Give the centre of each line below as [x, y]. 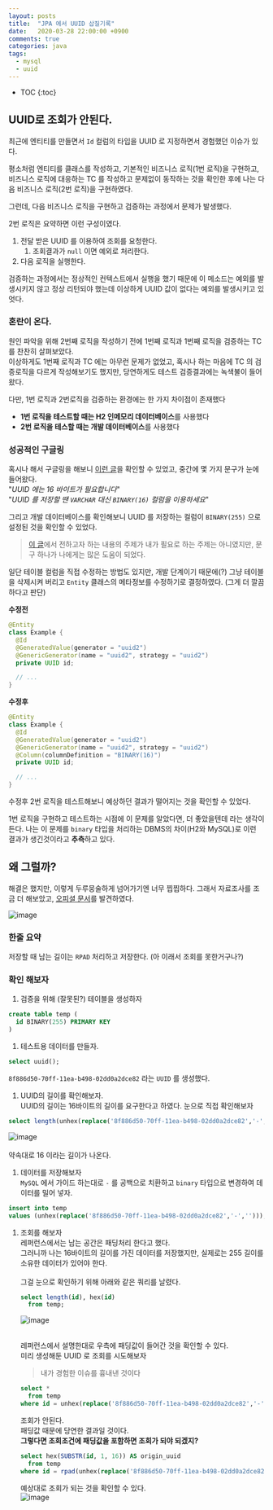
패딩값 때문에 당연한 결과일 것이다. [74, 1430]
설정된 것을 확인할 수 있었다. [53, 527]
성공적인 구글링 [37, 450]
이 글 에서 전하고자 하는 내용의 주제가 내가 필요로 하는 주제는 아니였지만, [141, 544]
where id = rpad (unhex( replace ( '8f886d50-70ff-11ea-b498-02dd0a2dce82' [144, 1471]
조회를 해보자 [41, 1232]
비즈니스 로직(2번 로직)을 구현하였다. [75, 189]
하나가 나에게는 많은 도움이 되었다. [91, 555]
